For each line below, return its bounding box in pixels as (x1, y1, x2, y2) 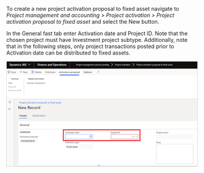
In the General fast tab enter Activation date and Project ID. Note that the (6, 30, 188, 37)
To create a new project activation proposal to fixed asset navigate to (6, 5, 179, 12)
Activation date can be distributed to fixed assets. (6, 49, 131, 56)
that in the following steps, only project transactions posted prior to (6, 42, 174, 50)
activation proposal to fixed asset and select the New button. (6, 18, 160, 25)
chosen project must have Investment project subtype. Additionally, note (6, 36, 188, 43)
